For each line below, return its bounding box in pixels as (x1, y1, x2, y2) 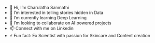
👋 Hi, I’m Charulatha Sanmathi (9, 5, 69, 10)
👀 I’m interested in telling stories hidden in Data (9, 10, 104, 15)
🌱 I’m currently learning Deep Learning (9, 15, 87, 20)
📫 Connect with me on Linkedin (9, 26, 74, 31)
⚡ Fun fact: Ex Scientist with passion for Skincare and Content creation (9, 33, 151, 38)
